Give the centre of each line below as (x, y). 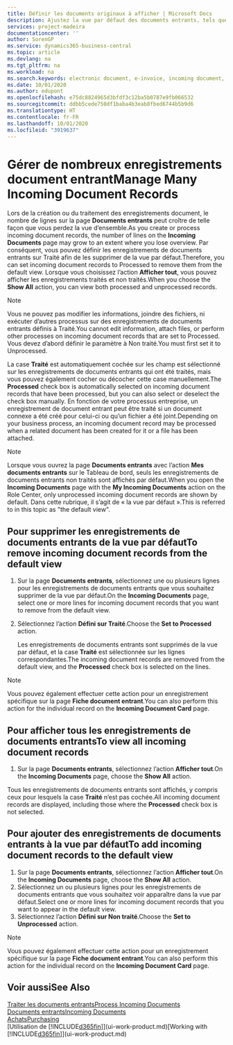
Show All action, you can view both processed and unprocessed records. (112, 287)
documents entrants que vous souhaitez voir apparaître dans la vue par (119, 894)
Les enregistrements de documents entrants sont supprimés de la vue (118, 645)
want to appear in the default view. (67, 909)
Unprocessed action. (48, 924)
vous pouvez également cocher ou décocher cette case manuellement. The (114, 379)
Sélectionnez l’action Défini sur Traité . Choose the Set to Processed (114, 624)
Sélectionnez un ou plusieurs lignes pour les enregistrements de (109, 886)
